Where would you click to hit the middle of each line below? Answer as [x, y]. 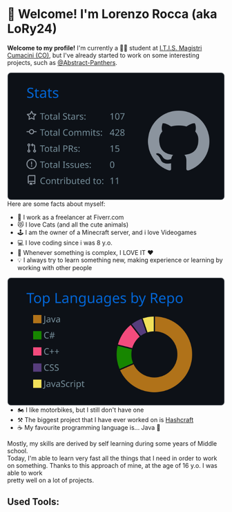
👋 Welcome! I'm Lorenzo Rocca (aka [112, 14]
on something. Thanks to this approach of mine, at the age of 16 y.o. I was [112, 465]
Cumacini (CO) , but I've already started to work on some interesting [104, 55]
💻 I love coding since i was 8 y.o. [65, 243]
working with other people [55, 268]
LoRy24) [32, 29]
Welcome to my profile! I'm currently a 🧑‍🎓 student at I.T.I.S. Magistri [105, 48]
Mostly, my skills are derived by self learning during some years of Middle [112, 443]
